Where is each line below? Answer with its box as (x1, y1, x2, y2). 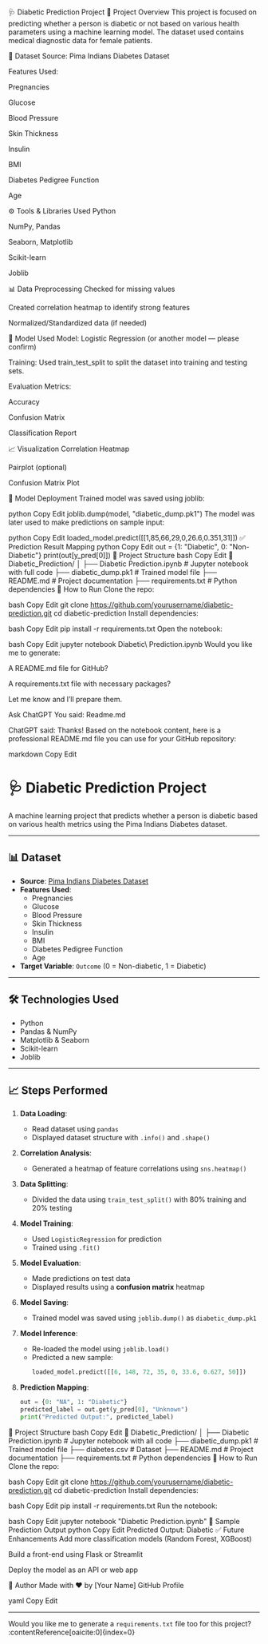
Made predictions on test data (31, 1274, 131, 1283)
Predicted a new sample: (31, 1353, 113, 1363)
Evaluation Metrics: (8, 381, 72, 391)
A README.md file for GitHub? (8, 664, 108, 672)
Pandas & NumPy (19, 1027, 77, 1036)
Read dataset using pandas (31, 1124, 119, 1134)
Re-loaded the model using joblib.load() (31, 1344, 170, 1354)
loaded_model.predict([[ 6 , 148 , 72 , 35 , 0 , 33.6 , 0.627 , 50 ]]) (31, 1368, 247, 1376)
